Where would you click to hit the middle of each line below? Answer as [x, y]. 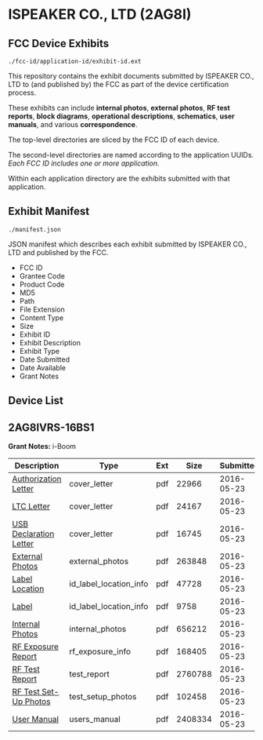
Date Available [43, 367]
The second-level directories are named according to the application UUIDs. [131, 155]
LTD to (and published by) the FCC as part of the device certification [119, 84]
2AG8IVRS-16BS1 [51, 427]
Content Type [41, 317]
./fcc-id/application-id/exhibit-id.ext [75, 61]
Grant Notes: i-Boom [42, 447]
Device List [36, 401]
